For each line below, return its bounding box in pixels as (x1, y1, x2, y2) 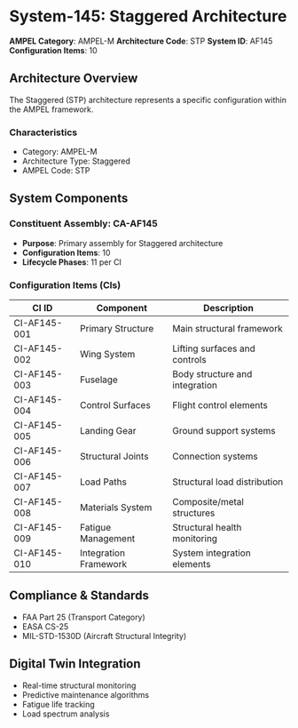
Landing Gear (79, 425, 137, 437)
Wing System (79, 348, 136, 361)
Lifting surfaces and (172, 342, 255, 355)
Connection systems (172, 451, 259, 463)
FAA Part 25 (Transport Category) (21, 612, 146, 622)
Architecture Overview (9, 71, 138, 86)
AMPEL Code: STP (21, 165, 90, 176)
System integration (172, 547, 251, 559)
